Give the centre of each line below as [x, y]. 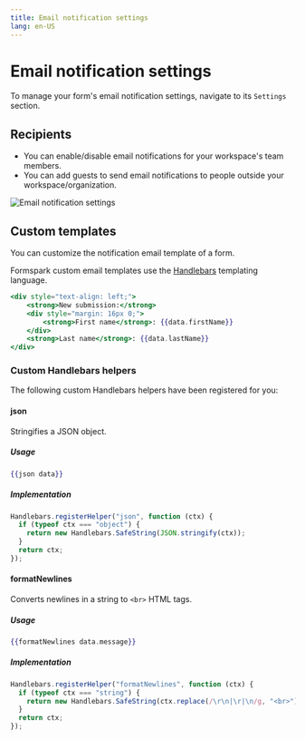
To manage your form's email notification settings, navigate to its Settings [148, 96]
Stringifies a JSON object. [58, 431]
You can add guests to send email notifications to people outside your [153, 175]
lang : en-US [33, 26]
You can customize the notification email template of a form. [123, 253]
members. [42, 166]
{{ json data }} [37, 474]
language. [29, 280]
